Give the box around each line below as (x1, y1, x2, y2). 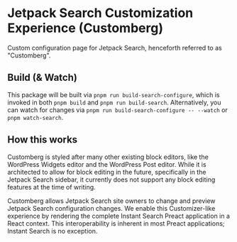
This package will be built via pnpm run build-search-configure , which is (7, 90, 220, 99)
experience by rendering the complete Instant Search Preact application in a (7, 211, 231, 220)
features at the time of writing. (7, 182, 96, 191)
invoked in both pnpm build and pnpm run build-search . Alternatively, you (7, 98, 221, 106)
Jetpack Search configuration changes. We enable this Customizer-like (7, 204, 216, 212)
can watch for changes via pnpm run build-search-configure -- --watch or (7, 105, 228, 114)
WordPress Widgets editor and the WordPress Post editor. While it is (7, 160, 207, 168)
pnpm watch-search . (7, 113, 64, 121)
